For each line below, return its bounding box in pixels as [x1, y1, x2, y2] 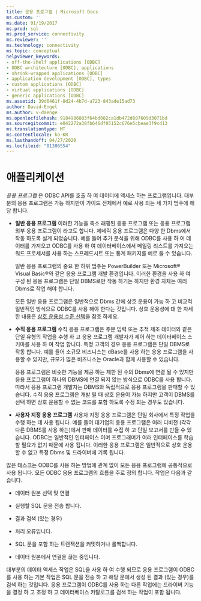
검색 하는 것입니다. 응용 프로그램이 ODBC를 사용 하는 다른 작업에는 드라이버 [6, 581, 183, 588]
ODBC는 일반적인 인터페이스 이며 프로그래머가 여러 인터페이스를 [32, 433, 183, 441]
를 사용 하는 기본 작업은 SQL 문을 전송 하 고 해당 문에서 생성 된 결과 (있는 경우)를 [6, 573, 194, 581]
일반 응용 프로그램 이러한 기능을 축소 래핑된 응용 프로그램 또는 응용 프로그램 [14, 219, 191, 227]
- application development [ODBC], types [6, 76, 112, 82]
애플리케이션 [6, 171, 65, 184]
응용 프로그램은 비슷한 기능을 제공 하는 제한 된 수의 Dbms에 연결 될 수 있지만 [14, 368, 194, 376]
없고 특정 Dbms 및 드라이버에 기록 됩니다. [28, 448, 125, 456]
